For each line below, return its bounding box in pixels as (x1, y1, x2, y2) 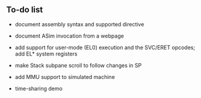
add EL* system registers (14, 50, 78, 57)
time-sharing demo (14, 85, 63, 92)
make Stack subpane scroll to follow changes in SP (14, 62, 142, 69)
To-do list (6, 5, 43, 15)
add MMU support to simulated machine (14, 73, 116, 80)
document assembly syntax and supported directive (14, 20, 144, 27)
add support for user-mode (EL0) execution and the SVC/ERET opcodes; (14, 44, 196, 51)
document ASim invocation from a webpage (14, 32, 125, 39)
